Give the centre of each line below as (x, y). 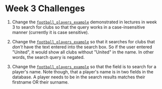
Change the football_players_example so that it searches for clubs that (83, 41)
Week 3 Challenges (45, 9)
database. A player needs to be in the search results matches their (79, 77)
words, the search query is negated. (48, 57)
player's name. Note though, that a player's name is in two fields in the (83, 71)
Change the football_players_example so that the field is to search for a (84, 67)
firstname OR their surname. (40, 82)
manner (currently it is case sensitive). (50, 32)
